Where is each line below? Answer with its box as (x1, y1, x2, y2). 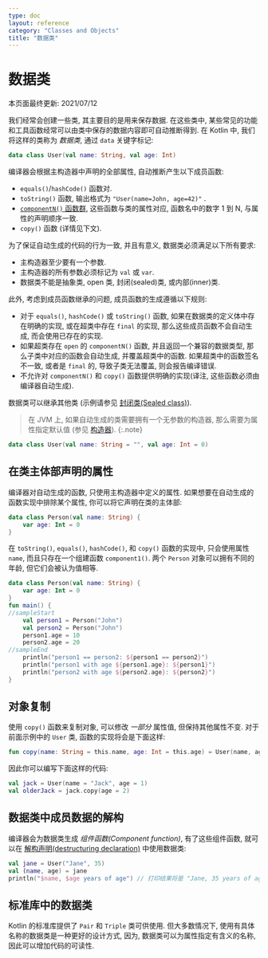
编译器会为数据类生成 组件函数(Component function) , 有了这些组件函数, (8, 834, 243, 843)
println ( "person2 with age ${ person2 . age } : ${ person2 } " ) (22, 668, 216, 676)
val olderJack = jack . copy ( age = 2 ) (8, 787, 130, 795)
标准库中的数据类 (8, 898, 93, 912)
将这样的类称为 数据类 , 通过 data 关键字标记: (8, 135, 154, 145)
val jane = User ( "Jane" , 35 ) (8, 859, 105, 867)
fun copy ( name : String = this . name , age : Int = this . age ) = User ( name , (8, 748, 252, 756)
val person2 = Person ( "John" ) (22, 623, 124, 632)
